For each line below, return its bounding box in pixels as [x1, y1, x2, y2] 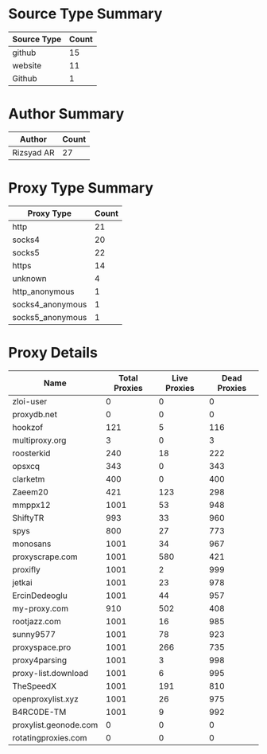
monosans [12, 538, 52, 549]
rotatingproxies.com [12, 732, 87, 743]
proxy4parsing [12, 654, 68, 666]
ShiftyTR [12, 512, 44, 523]
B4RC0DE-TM [12, 706, 67, 717]
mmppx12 [12, 499, 51, 510]
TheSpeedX [12, 680, 57, 691]
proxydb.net [12, 408, 58, 420]
